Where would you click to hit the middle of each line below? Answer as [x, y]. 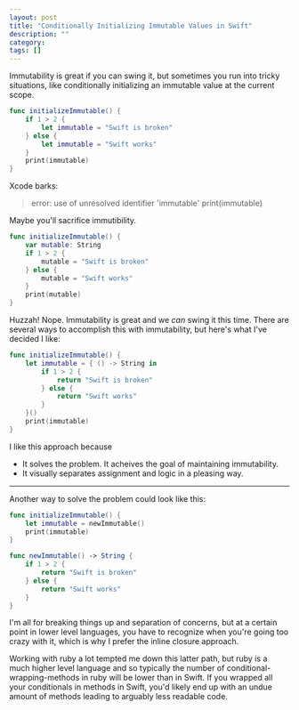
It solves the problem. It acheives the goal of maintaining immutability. [150, 464]
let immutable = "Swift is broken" [107, 127]
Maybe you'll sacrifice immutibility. [73, 221]
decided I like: [35, 339]
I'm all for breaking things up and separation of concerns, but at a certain [143, 623]
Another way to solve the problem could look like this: [108, 498]
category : [28, 42]
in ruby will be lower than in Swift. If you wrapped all [177, 678]
